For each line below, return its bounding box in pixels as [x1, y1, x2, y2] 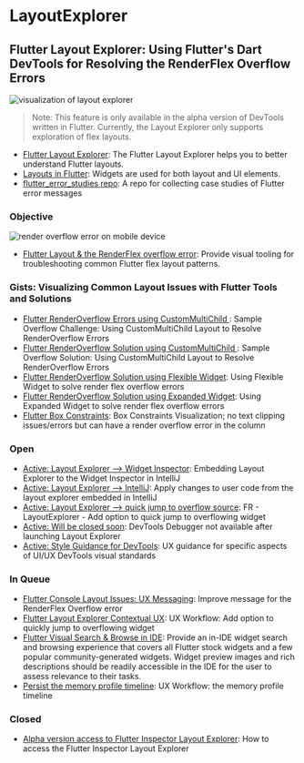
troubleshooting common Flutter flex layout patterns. [22, 259, 221, 270]
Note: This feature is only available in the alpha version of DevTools [31, 112, 285, 123]
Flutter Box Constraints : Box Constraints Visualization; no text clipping [22, 410, 285, 421]
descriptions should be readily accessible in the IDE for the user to [22, 661, 272, 672]
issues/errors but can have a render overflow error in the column [22, 420, 266, 431]
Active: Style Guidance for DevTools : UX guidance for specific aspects [22, 540, 288, 551]
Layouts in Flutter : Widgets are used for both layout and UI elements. [22, 168, 280, 178]
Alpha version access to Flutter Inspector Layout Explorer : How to [22, 734, 269, 745]
